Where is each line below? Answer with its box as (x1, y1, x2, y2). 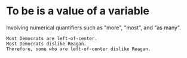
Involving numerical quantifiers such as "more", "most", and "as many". (6, 24, 181, 31)
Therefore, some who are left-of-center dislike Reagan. (6, 46, 151, 52)
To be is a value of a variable (6, 4, 150, 18)
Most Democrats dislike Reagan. (6, 41, 87, 47)
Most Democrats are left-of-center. (6, 35, 97, 41)
